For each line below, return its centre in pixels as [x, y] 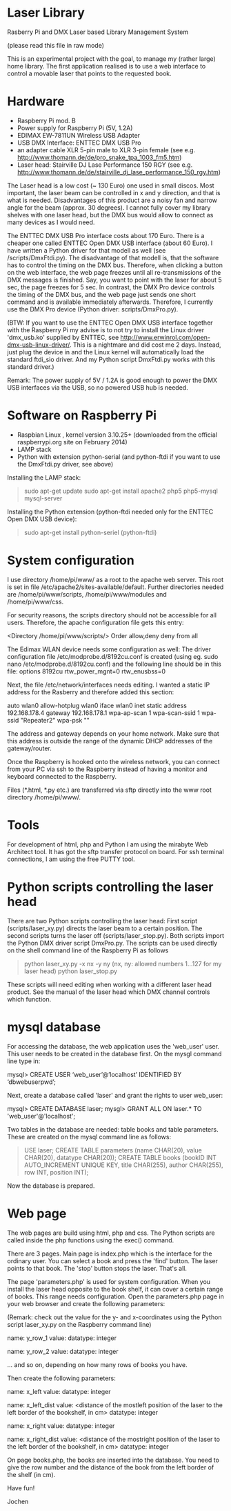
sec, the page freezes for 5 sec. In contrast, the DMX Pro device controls [111, 287]
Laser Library [46, 13]
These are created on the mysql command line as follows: [89, 1137]
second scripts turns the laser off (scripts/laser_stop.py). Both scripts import [116, 935]
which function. [29, 999]
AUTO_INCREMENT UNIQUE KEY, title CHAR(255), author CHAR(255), [123, 1165]
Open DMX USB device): [42, 519]
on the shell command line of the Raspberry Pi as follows [88, 950]
